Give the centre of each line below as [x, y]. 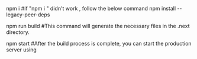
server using [21, 50]
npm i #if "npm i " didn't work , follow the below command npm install [91, 8]
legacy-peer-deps [28, 15]
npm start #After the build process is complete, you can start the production [99, 44]
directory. [18, 32]
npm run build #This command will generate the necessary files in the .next [98, 26]
